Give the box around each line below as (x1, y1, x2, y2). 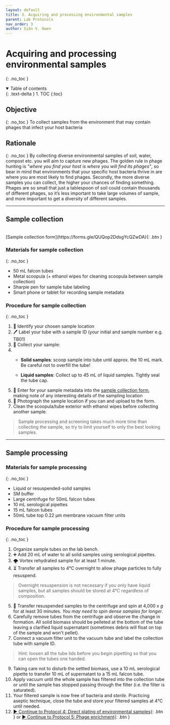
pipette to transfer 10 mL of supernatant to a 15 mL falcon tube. (13, 671, 144, 677)
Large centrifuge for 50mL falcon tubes (13, 496, 95, 502)
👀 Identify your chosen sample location (13, 323, 95, 329)
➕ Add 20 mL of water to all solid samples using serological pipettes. (13, 552, 156, 558)
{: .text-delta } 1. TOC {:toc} (6, 91, 63, 97)
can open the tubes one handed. (18, 656, 86, 662)
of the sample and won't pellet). (13, 630, 80, 636)
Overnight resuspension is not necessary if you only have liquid (18, 582, 150, 588)
